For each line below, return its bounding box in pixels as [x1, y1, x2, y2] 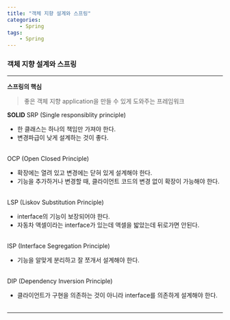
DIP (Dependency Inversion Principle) [7, 277, 113, 285]
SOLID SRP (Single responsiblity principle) [7, 111, 127, 119]
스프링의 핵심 [7, 83, 42, 91]
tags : [7, 29, 23, 36]
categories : [7, 16, 41, 23]
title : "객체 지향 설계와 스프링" [7, 10, 91, 17]
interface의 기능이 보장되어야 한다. [16, 212, 111, 221]
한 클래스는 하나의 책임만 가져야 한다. [16, 125, 116, 134]
